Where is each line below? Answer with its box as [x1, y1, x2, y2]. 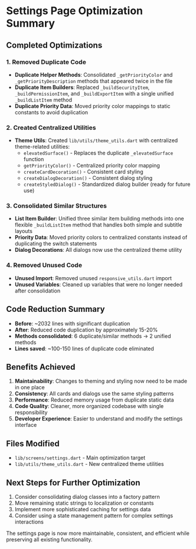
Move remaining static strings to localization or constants [14, 499, 154, 507]
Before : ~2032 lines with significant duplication [14, 320, 130, 327]
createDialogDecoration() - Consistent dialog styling [23, 175, 153, 182]
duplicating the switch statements [14, 240, 97, 247]
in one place [14, 384, 45, 391]
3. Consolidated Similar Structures [6, 202, 107, 210]
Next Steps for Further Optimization [6, 478, 141, 488]
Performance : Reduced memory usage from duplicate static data [14, 396, 174, 403]
